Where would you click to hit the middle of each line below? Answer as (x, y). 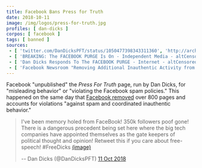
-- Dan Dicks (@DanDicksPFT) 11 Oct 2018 (73, 159)
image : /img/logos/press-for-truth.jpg (56, 23)
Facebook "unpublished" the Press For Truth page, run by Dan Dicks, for (96, 85)
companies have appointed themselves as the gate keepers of (98, 134)
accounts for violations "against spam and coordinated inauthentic (89, 104)
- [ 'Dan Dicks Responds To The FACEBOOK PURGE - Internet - (87, 62)
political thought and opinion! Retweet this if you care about (95, 141)
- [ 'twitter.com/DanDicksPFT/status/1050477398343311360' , (86, 51)
